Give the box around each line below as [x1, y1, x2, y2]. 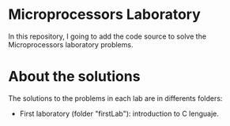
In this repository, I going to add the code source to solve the [8, 31, 207, 41]
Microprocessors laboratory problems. [8, 39, 134, 49]
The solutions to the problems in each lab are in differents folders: [8, 93, 223, 103]
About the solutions [8, 68, 141, 86]
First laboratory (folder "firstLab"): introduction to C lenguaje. [19, 109, 219, 118]
